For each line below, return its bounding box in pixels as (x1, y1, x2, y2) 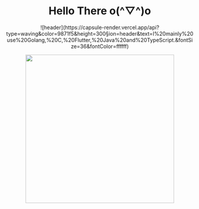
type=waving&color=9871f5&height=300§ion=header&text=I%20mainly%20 (6, 30, 194, 37)
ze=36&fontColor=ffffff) (71, 43, 129, 50)
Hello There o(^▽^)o (48, 4, 151, 18)
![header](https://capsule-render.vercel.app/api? (40, 24, 159, 31)
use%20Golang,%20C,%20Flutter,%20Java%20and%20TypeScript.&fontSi (7, 36, 193, 43)
